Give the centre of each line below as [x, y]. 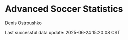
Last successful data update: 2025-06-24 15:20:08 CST [63, 32]
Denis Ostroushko [24, 23]
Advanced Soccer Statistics [64, 9]
